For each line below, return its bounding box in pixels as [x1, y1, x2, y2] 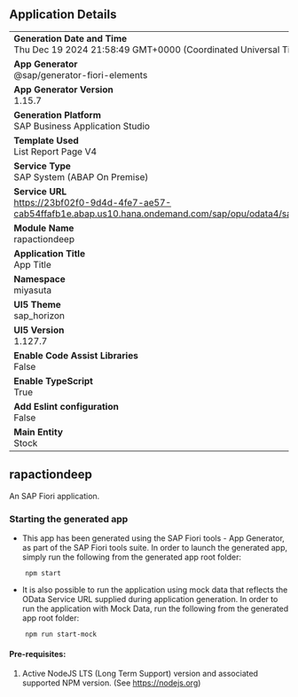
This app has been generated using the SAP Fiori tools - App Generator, [21, 532, 286, 544]
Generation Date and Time [13, 32, 128, 44]
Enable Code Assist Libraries [13, 349, 139, 362]
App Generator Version [13, 83, 114, 96]
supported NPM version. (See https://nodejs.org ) [21, 677, 201, 688]
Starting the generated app [9, 513, 129, 525]
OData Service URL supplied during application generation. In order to [21, 593, 278, 604]
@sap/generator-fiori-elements [13, 68, 148, 81]
